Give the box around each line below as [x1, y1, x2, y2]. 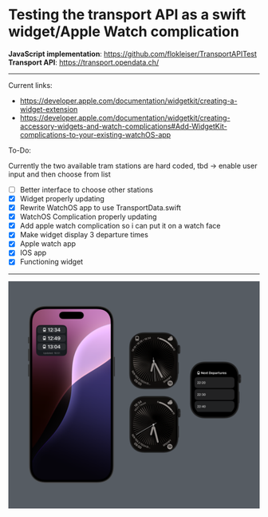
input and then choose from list [8, 169, 112, 179]
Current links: [8, 80, 53, 89]
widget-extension [19, 104, 78, 113]
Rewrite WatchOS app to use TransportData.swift [19, 203, 182, 213]
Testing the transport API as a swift [8, 6, 246, 24]
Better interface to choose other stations [19, 185, 154, 194]
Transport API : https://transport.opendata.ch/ [8, 58, 160, 67]
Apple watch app [19, 239, 77, 249]
